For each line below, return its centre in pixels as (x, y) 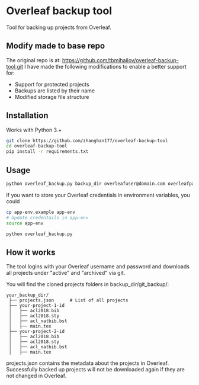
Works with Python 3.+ (34, 130)
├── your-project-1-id (37, 306)
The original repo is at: (33, 60)
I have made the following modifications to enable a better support (105, 66)
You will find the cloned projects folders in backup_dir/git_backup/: (88, 284)
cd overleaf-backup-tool (37, 146)
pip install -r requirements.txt (47, 152)
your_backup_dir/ (28, 295)
